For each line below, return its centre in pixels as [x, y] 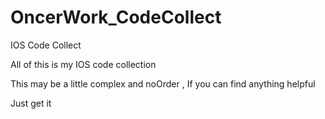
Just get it [31, 103]
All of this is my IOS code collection [83, 64]
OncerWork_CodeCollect [116, 17]
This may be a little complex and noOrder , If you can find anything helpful [163, 83]
